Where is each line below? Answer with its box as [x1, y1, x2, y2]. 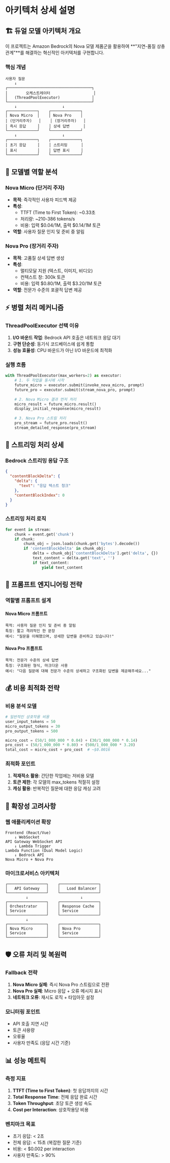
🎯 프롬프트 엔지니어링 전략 [5, 580, 82, 589]
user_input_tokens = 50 [5, 719, 56, 724]
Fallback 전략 [5, 969, 38, 976]
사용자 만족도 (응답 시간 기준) [12, 1040, 71, 1046]
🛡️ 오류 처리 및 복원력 [5, 950, 67, 959]
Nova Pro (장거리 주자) [5, 242, 59, 250]
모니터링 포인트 [5, 1008, 41, 1015]
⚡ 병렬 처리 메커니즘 [5, 303, 64, 312]
